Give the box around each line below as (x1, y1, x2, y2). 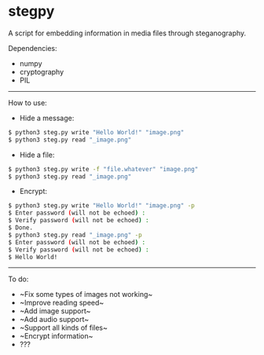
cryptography (19, 67, 64, 76)
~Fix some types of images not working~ (19, 290, 153, 299)
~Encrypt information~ (19, 331, 93, 341)
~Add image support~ (19, 306, 91, 316)
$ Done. (8, 224, 34, 232)
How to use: (8, 97, 47, 108)
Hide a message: (19, 113, 75, 123)
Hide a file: (19, 150, 55, 159)
